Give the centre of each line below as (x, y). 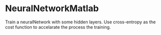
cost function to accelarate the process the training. (58, 27)
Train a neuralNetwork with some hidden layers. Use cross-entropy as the (80, 22)
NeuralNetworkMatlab (52, 9)
